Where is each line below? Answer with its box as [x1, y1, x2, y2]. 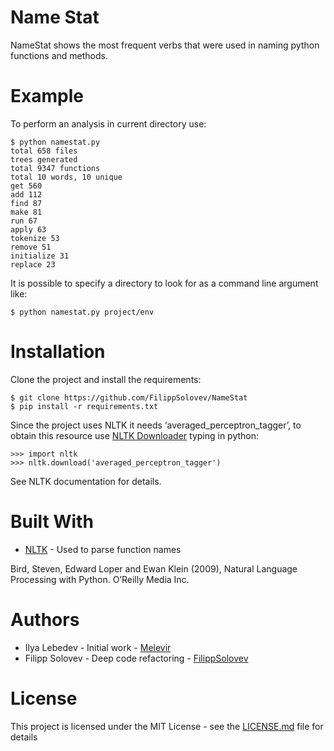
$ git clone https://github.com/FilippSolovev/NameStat [10, 392, 248, 403]
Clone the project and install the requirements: [10, 373, 202, 385]
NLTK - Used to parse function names [24, 543, 182, 555]
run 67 [10, 216, 38, 226]
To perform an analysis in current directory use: [10, 117, 207, 130]
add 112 [10, 189, 43, 200]
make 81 [10, 207, 43, 217]
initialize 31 [10, 251, 70, 261]
